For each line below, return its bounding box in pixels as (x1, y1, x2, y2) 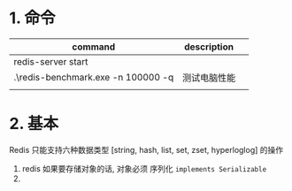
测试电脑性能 (181, 72, 236, 84)
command (72, 41, 116, 53)
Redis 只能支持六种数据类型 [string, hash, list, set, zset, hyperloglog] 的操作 (9, 144, 284, 155)
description (184, 41, 234, 53)
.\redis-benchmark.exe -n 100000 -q (13, 71, 174, 83)
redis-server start (13, 55, 88, 67)
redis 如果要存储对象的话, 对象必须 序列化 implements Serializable (21, 163, 267, 173)
